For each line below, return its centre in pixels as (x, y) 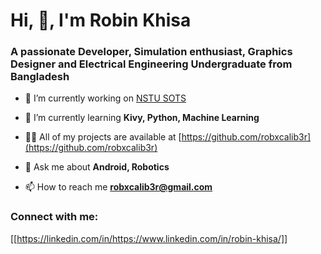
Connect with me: (54, 217)
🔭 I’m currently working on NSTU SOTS (105, 98)
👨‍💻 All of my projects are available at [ (103, 137)
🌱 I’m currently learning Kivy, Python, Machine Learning (142, 118)
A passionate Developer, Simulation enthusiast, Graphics (151, 52)
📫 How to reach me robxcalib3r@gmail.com (118, 187)
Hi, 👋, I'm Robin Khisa (101, 20)
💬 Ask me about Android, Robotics (97, 167)
